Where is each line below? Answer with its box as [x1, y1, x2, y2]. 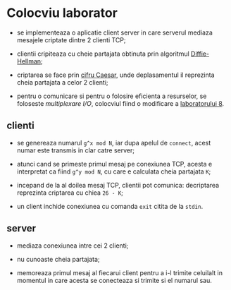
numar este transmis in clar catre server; [16, 146, 135, 155]
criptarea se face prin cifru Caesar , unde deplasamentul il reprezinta [16, 71, 216, 79]
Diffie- [190, 49, 209, 58]
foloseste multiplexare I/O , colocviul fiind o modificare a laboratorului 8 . [16, 99, 225, 107]
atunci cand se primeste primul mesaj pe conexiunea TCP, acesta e [16, 159, 213, 168]
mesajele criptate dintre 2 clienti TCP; [16, 35, 126, 44]
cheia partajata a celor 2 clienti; [16, 78, 108, 86]
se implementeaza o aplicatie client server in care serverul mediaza [16, 28, 213, 37]
